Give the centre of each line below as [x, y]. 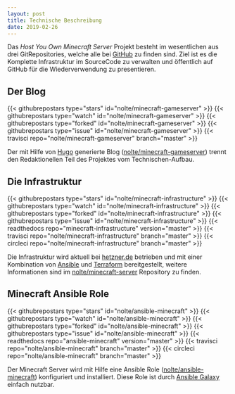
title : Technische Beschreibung [55, 20]
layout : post [26, 14]
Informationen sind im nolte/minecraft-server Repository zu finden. [104, 272]
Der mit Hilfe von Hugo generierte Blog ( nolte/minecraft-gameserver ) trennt [117, 152]
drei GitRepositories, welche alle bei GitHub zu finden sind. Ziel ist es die [112, 54]
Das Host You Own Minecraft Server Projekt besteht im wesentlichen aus [113, 47]
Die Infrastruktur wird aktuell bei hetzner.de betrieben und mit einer [105, 257]
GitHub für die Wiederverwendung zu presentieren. [82, 69]
